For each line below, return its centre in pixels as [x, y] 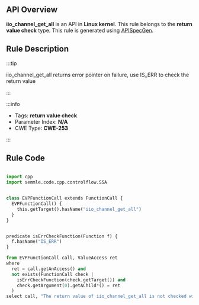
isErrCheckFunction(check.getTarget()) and [71, 280]
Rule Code [26, 158]
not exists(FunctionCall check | [53, 274]
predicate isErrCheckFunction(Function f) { [62, 236]
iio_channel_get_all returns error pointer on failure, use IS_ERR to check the [98, 75]
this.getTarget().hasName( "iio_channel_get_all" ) [79, 209]
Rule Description [38, 49]
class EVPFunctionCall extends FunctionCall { [65, 198]
